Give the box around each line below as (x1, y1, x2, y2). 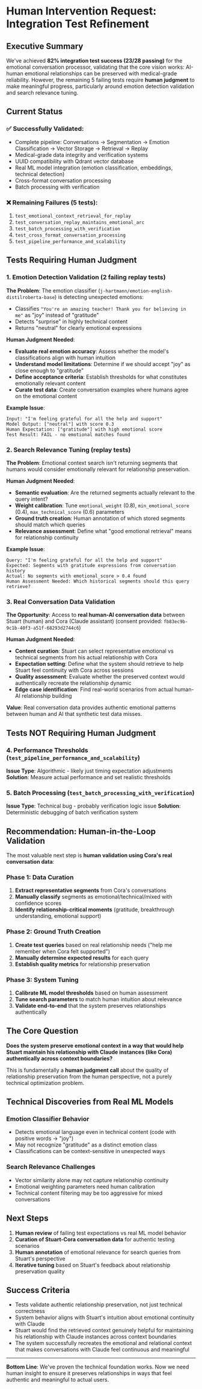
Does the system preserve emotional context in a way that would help (6, 1042, 185, 1049)
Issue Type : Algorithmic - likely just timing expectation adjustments (6, 767, 173, 774)
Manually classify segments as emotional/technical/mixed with (14, 893, 173, 900)
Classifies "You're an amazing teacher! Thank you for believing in (14, 305, 186, 312)
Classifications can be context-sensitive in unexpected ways (14, 1148, 165, 1155)
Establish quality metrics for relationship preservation (14, 960, 150, 967)
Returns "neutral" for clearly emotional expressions (14, 324, 142, 331)
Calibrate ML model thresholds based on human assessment (14, 989, 168, 996)
